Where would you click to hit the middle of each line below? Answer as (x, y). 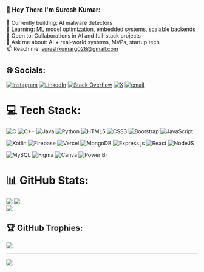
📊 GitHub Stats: (48, 181)
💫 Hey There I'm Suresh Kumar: (53, 10)
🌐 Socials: (26, 70)
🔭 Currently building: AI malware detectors (59, 23)
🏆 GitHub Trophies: (45, 228)
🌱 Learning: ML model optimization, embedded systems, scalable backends (101, 29)
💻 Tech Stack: (44, 111)
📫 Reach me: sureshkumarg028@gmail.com (62, 49)
